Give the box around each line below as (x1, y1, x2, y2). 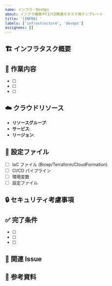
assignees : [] (5, 25, 34, 30)
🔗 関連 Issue (5, 255, 42, 263)
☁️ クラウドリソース (5, 103, 64, 112)
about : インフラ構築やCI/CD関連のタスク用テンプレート (5, 12, 103, 17)
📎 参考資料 (5, 273, 36, 281)
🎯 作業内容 (5, 64, 36, 73)
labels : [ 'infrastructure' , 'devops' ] (5, 20, 83, 26)
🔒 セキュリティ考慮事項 (5, 196, 74, 204)
